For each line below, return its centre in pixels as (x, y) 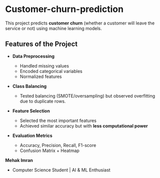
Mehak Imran (19, 160)
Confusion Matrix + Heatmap (50, 150)
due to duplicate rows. (43, 101)
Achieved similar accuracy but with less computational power (84, 125)
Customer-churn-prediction (64, 9)
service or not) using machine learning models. (54, 28)
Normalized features (41, 76)
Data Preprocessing (33, 56)
